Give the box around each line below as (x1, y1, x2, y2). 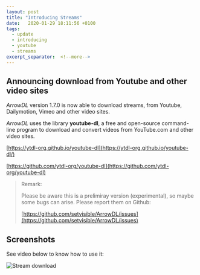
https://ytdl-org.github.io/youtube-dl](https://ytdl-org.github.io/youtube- (8, 144, 189, 152)
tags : (6, 25, 20, 32)
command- (161, 120, 189, 127)
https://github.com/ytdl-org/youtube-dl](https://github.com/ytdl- (8, 163, 169, 170)
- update (11, 31, 34, 37)
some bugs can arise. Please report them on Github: (21, 199, 151, 206)
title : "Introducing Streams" (6, 15, 83, 21)
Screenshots (6, 234, 56, 245)
